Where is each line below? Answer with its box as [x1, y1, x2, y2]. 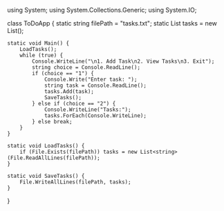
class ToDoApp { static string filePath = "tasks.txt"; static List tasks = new [7, 19, 218, 27]
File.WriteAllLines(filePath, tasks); [19, 179, 131, 185]
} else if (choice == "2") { [32, 100, 116, 107]
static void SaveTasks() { [7, 172, 85, 179]
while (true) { [19, 52, 64, 59]
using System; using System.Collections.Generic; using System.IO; [7, 6, 197, 14]
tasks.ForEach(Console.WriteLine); [44, 112, 147, 119]
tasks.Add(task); [44, 88, 95, 95]
